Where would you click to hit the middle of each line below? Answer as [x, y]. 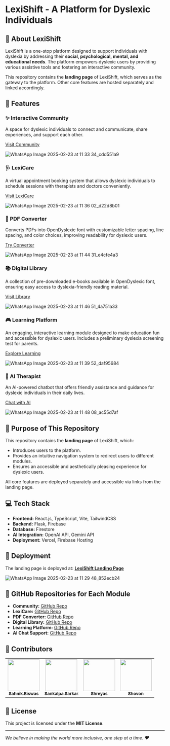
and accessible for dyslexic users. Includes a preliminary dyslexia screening [84, 338]
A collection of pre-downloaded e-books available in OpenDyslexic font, [80, 281]
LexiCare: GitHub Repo [37, 612]
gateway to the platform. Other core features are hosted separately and [80, 82]
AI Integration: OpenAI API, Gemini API [53, 535]
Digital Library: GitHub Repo [42, 622]
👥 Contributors [29, 649]
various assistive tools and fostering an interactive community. [70, 67]
